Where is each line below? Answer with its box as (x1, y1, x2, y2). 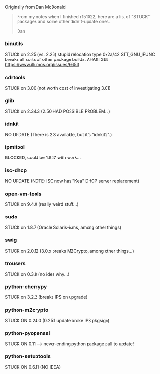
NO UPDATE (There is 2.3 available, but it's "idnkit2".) (5, 132, 112, 138)
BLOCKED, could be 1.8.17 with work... (5, 155, 81, 160)
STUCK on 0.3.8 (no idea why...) (5, 271, 70, 277)
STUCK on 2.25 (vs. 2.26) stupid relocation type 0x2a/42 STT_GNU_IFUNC (5, 51, 155, 58)
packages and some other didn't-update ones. (17, 19, 110, 24)
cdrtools (5, 74, 26, 81)
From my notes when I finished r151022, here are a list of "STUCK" (17, 14, 150, 19)
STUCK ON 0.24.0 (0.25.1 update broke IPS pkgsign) (5, 317, 110, 323)
